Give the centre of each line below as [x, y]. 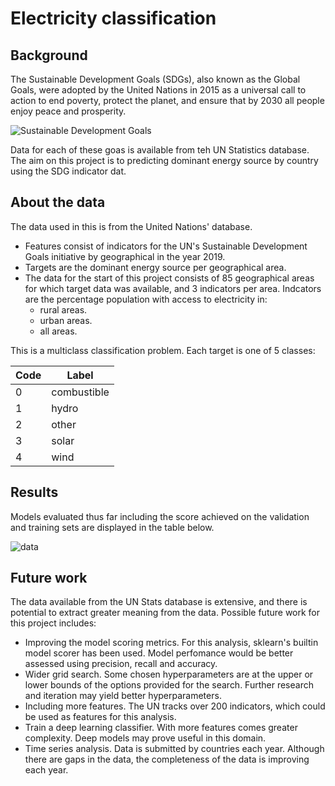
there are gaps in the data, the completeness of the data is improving [167, 759]
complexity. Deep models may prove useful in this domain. [145, 738]
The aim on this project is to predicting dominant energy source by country [164, 160]
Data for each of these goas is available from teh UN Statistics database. [160, 150]
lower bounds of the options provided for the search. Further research [169, 685]
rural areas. [63, 309]
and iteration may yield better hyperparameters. [123, 696]
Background [49, 55]
